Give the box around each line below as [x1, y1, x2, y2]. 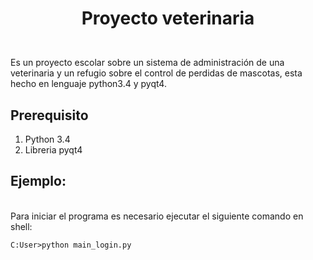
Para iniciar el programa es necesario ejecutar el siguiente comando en [10, 210, 304, 222]
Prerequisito [10, 107, 89, 124]
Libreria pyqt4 [24, 144, 83, 156]
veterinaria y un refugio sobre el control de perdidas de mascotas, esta [10, 67, 303, 79]
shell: [10, 220, 33, 232]
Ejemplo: [10, 173, 67, 190]
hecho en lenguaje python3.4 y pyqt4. [10, 78, 167, 90]
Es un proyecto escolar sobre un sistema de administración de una [10, 57, 285, 69]
